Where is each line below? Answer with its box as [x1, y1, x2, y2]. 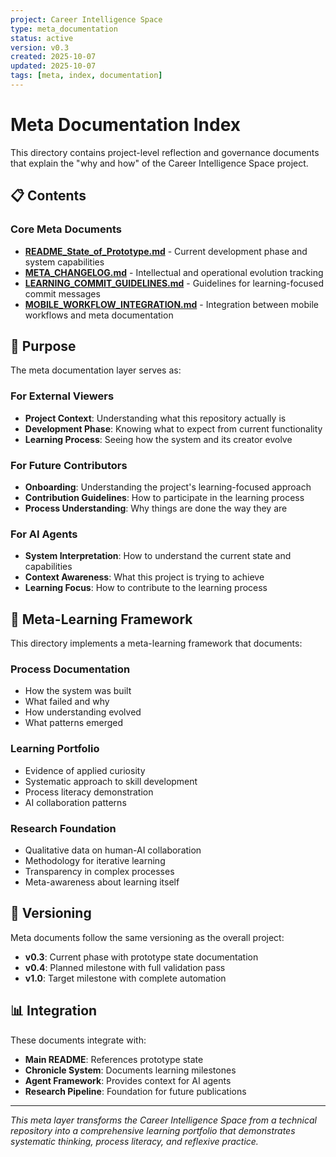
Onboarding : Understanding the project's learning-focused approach [24, 481, 312, 493]
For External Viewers [10, 389, 115, 403]
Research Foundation [10, 821, 117, 835]
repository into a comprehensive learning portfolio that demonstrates [10, 1124, 296, 1136]
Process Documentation [10, 662, 131, 676]
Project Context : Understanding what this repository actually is [24, 412, 287, 424]
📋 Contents [10, 187, 87, 205]
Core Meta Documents [10, 222, 122, 236]
